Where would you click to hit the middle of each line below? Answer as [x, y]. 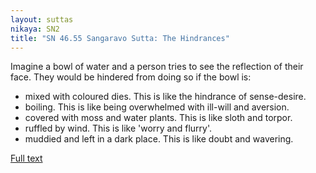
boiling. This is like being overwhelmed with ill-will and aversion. [157, 107]
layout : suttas [42, 19]
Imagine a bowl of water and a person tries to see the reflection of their [157, 67]
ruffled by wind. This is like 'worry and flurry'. [118, 128]
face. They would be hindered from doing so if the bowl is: [131, 77]
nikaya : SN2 [35, 29]
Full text [26, 158]
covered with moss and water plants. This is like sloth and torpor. [158, 118]
